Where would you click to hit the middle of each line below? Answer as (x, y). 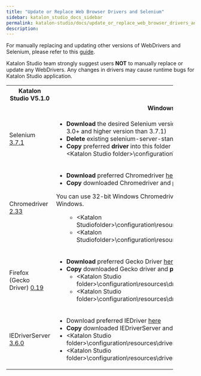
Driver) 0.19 (26, 288)
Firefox (19, 273)
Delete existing (87, 139)
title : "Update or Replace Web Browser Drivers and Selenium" (85, 12)
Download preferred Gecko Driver (114, 262)
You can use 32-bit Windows (98, 196)
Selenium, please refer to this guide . (51, 52)
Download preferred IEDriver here (114, 321)
